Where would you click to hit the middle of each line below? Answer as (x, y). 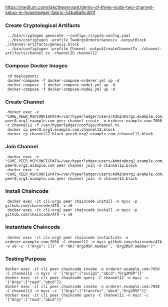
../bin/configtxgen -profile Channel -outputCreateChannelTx (72, 49)
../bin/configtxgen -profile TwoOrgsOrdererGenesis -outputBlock (77, 40)
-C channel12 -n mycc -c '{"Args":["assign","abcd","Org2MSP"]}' (74, 274)
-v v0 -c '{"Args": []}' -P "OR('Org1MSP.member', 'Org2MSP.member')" (80, 246)
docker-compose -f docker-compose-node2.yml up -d (61, 89)
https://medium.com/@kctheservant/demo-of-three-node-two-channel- (80, 7)
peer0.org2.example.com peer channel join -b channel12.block (71, 166)
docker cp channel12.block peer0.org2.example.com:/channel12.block (80, 134)
